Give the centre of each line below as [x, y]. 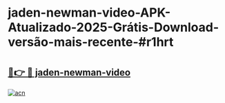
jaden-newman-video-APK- [89, 13]
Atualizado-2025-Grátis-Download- [114, 27]
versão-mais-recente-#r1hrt [91, 42]
